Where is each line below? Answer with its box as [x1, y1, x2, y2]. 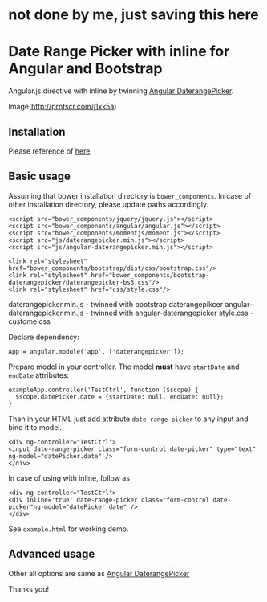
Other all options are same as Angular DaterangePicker [8, 568, 190, 578]
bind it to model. [8, 422, 63, 432]
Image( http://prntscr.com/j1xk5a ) [8, 102, 117, 112]
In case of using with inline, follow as [8, 473, 131, 483]
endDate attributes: [8, 370, 70, 379]
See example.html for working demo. [8, 524, 129, 534]
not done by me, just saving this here [8, 6, 259, 24]
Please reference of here [8, 146, 91, 156]
